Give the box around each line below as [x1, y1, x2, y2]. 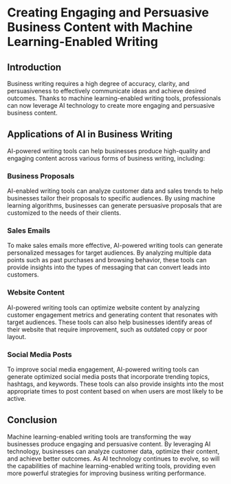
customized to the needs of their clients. [7, 209, 122, 217]
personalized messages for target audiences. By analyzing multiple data [7, 249, 212, 257]
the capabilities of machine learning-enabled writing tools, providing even [7, 461, 217, 470]
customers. [7, 270, 39, 279]
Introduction [7, 61, 62, 73]
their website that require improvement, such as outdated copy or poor [7, 325, 208, 334]
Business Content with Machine [7, 19, 193, 35]
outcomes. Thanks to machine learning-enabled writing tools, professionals [7, 94, 221, 102]
